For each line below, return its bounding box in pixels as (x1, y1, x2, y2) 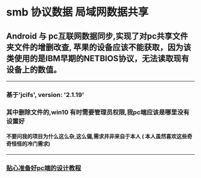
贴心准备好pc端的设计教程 (6, 164, 81, 172)
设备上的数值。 (6, 64, 62, 74)
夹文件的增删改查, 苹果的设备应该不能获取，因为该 (6, 42, 191, 52)
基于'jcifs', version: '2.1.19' (6, 90, 85, 99)
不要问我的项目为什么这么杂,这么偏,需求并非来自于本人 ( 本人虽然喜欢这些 (6, 133, 187, 140)
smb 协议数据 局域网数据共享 (6, 5, 149, 19)
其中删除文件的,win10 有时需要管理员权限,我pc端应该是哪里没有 (6, 108, 190, 116)
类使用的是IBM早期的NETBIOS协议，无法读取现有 (6, 53, 190, 63)
